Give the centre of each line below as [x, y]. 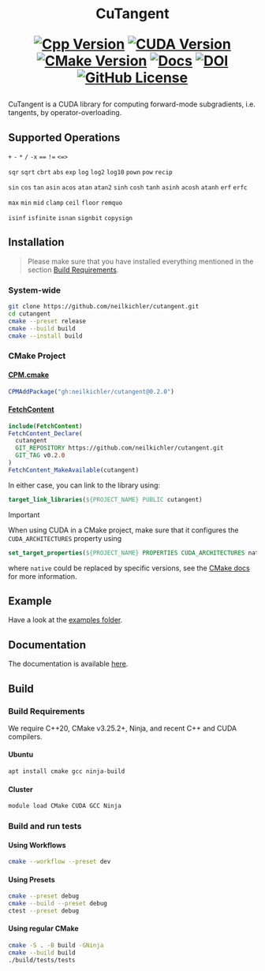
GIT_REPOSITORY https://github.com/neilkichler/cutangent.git [119, 448]
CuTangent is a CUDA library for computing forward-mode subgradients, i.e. [132, 104]
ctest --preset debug [44, 911]
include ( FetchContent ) [45, 426]
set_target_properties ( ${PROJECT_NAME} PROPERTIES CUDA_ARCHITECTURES [127, 553]
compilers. [25, 736]
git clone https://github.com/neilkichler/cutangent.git [104, 307]
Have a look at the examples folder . [65, 620]
